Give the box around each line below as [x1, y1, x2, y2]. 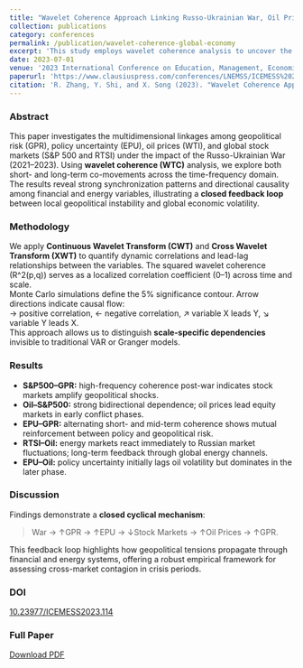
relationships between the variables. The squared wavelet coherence [9, 260, 266, 271]
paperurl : [9, 72, 47, 81]
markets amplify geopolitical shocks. [22, 389, 160, 400]
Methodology [9, 220, 70, 233]
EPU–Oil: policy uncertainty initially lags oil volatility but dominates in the [22, 457, 293, 468]
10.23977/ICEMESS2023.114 [9, 607, 114, 617]
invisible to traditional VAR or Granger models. [9, 337, 180, 348]
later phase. [22, 466, 68, 477]
